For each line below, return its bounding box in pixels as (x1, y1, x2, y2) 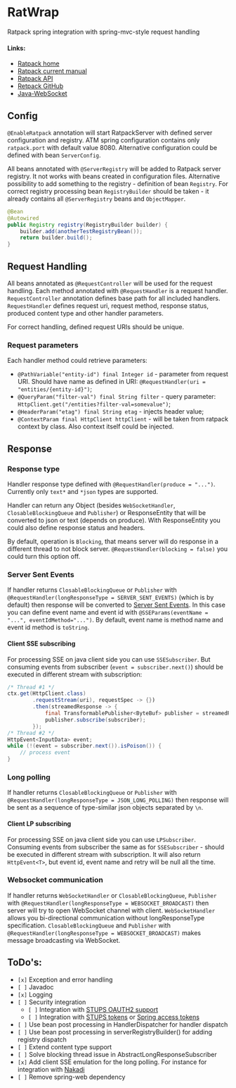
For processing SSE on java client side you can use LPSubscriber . (7, 835, 197, 843)
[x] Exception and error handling (17, 975, 113, 984)
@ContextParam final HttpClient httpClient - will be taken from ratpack (17, 415, 228, 424)
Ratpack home (17, 59, 60, 68)
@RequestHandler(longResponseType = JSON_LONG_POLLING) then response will (7, 796, 229, 804)
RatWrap (7, 4, 60, 20)
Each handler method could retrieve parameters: (7, 357, 147, 365)
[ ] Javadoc (17, 982, 54, 991)
